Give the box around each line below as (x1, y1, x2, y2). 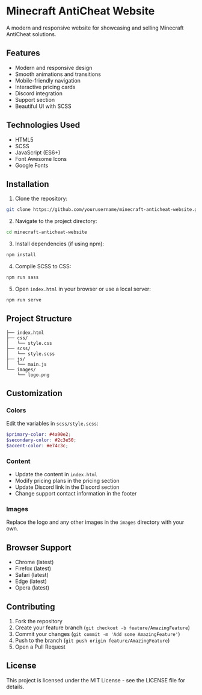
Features (6, 48, 40, 58)
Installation (6, 179, 49, 189)
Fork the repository (14, 618, 63, 625)
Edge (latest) (14, 577, 47, 585)
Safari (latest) (14, 571, 49, 579)
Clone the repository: (14, 195, 68, 203)
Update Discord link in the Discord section (14, 483, 120, 491)
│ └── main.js (6, 361, 47, 367)
